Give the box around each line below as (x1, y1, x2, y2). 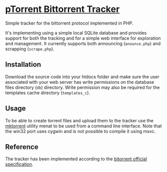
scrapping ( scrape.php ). (5, 46, 54, 52)
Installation (5, 60, 41, 69)
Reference (5, 142, 39, 151)
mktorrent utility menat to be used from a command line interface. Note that (5, 123, 162, 129)
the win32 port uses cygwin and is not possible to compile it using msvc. (5, 128, 156, 134)
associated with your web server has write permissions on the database (5, 79, 154, 85)
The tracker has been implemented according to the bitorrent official (5, 156, 147, 162)
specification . (5, 161, 34, 167)
